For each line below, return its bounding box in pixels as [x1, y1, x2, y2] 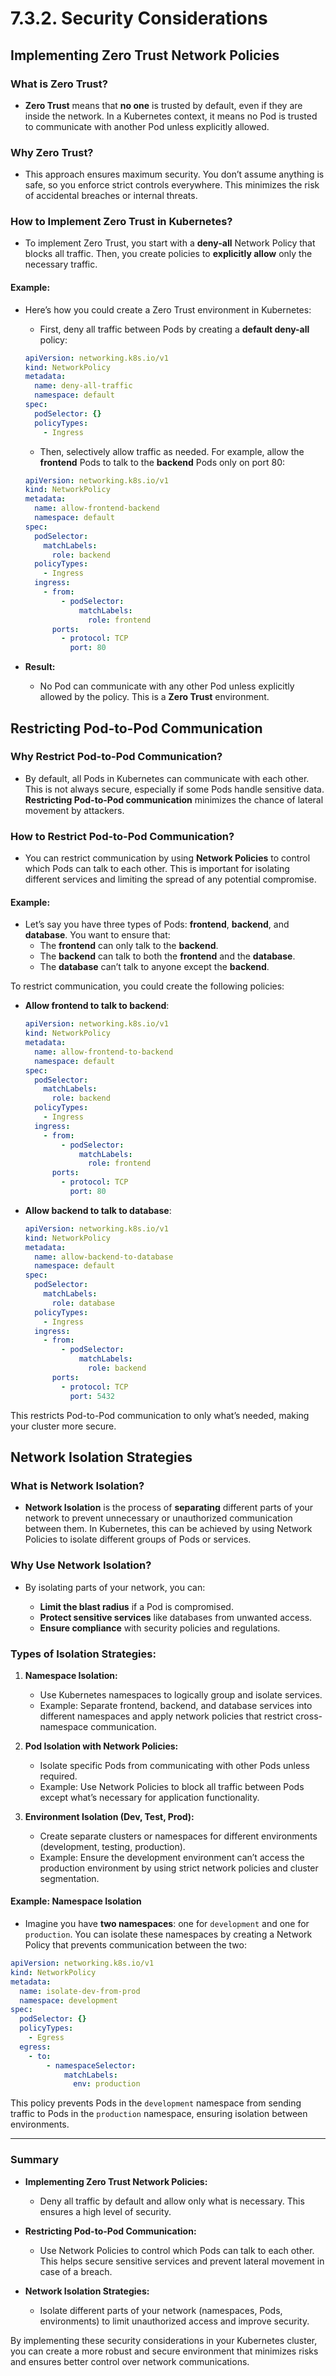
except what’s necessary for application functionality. [39, 1791, 260, 1803]
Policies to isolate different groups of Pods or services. [24, 1533, 252, 1546]
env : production [73, 2079, 141, 2089]
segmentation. [39, 1872, 100, 1884]
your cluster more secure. [10, 1420, 117, 1432]
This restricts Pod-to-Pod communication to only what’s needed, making [10, 1409, 310, 1421]
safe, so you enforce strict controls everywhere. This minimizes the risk [24, 179, 320, 191]
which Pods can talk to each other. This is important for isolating [24, 863, 290, 875]
